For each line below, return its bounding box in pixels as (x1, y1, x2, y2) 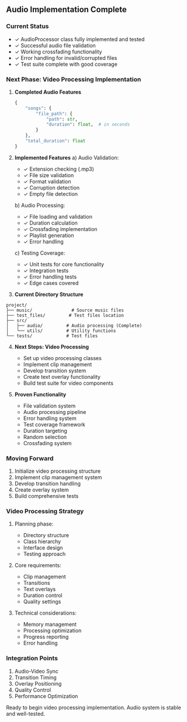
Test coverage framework (23, 421, 86, 428)
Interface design (23, 544, 63, 551)
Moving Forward (6, 454, 54, 462)
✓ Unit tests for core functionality (23, 260, 104, 267)
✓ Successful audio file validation (14, 42, 96, 49)
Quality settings (23, 598, 61, 605)
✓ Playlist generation (23, 232, 74, 239)
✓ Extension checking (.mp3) (23, 165, 95, 172)
